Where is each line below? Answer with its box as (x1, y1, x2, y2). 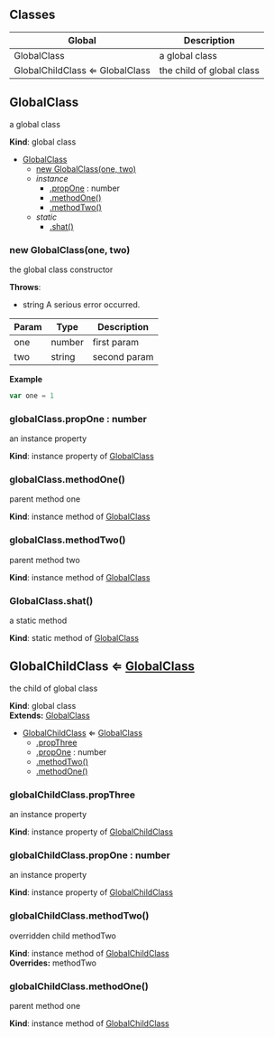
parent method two (9, 554, 81, 565)
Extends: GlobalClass (9, 710, 90, 721)
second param (92, 350, 154, 363)
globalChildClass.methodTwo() (9, 910, 150, 922)
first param (92, 335, 140, 348)
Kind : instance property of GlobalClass (9, 451, 155, 462)
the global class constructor (9, 264, 114, 275)
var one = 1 (9, 391, 54, 401)
